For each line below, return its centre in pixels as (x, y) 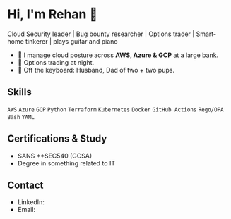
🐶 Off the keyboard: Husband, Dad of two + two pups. (96, 70)
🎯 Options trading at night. (56, 62)
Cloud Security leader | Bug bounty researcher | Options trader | (101, 34)
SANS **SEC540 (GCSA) (55, 156)
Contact (25, 185)
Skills (19, 92)
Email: (26, 210)
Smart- (206, 34)
